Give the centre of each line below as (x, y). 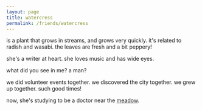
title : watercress (30, 18)
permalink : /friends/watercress (47, 23)
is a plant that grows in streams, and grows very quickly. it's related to (94, 41)
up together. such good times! (44, 89)
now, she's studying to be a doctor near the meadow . (73, 100)
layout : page (23, 12)
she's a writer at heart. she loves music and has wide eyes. (80, 59)
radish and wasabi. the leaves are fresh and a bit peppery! (79, 47)
